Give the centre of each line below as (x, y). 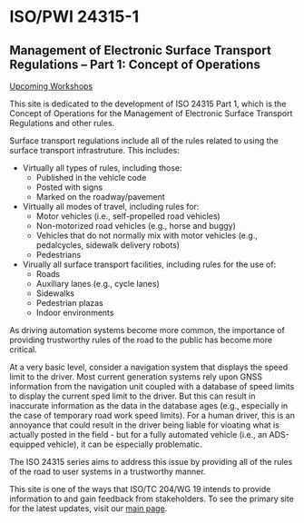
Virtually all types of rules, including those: (102, 168)
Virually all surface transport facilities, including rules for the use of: (149, 264)
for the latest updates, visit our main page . (88, 508)
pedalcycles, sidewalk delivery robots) (108, 245)
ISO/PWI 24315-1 (74, 17)
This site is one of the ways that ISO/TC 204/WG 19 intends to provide (140, 489)
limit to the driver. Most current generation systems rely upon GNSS (136, 377)
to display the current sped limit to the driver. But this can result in (132, 396)
